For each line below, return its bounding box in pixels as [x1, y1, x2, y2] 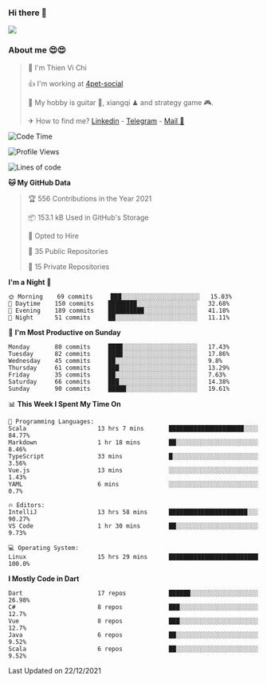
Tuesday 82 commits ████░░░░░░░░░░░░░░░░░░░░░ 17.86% [8, 349, 230, 357]
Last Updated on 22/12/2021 [8, 665, 101, 675]
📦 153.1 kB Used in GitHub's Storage [27, 213, 149, 222]
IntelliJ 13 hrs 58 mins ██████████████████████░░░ [8, 508, 259, 516]
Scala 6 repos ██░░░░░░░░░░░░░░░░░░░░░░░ [8, 645, 259, 653]
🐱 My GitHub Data [8, 178, 72, 187]
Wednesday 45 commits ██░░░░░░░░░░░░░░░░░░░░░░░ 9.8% [8, 357, 223, 365]
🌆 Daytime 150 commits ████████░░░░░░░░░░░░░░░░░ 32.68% [8, 299, 230, 307]
